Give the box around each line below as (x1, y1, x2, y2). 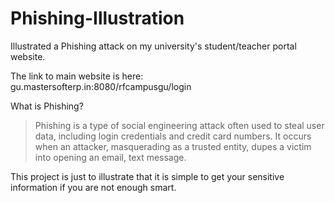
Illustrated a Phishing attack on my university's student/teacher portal (10, 40, 297, 52)
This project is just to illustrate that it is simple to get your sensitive (10, 170, 285, 182)
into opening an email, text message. (34, 151, 187, 163)
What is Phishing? (10, 100, 84, 112)
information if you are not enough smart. (10, 181, 177, 193)
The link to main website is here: (10, 70, 144, 82)
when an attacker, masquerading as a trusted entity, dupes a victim (34, 140, 312, 152)
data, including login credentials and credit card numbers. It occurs (34, 130, 312, 142)
